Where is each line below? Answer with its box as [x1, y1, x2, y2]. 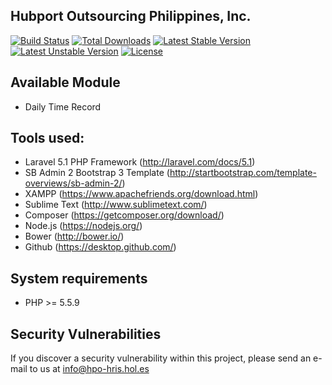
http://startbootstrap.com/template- [169, 167, 317, 179]
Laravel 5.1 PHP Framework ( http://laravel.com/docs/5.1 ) [24, 156, 256, 168]
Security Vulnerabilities [10, 325, 162, 343]
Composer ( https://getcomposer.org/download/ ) [24, 209, 225, 221]
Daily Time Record [24, 100, 102, 113]
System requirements [10, 270, 148, 287]
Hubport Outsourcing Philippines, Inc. [10, 8, 252, 25]
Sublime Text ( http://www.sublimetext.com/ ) [24, 199, 208, 211]
